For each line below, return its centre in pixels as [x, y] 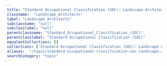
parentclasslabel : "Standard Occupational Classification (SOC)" [76, 38]
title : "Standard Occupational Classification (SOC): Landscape [75, 10]
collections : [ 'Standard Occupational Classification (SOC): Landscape [83, 47]
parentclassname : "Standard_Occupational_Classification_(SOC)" [75, 33]
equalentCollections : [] [32, 42]
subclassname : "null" [29, 24]
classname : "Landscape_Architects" [45, 14]
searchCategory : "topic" [32, 56]
